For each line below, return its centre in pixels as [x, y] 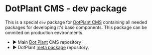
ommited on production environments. [44, 32]
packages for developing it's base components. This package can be [76, 27]
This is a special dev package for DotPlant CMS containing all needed [76, 22]
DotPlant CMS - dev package [66, 9]
